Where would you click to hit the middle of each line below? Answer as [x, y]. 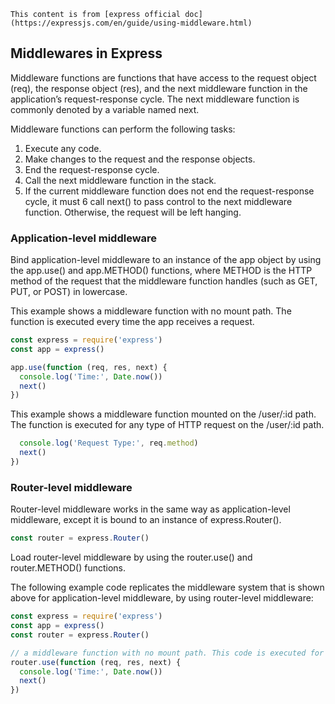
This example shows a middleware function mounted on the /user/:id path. [163, 414]
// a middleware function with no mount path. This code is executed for [167, 653]
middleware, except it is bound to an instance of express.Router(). [146, 520]
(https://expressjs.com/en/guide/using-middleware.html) [131, 23]
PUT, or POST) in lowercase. [69, 292]
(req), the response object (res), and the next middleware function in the [159, 88]
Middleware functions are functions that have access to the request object [163, 77]
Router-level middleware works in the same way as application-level [150, 509]
